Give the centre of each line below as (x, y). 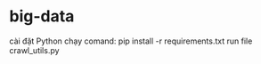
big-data (42, 16)
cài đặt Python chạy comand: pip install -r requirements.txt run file (131, 41)
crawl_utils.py (34, 50)
